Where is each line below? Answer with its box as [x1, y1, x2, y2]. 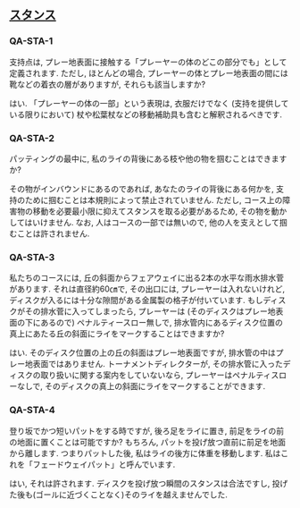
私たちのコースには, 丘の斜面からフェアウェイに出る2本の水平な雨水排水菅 [9, 273, 284, 284]
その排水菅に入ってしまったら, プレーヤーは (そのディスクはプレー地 [24, 306, 276, 317]
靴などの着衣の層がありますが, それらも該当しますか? [9, 79, 206, 89]
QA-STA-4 [9, 404, 55, 417]
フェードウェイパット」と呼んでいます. [32, 459, 176, 470]
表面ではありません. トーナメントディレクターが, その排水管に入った [32, 359, 283, 369]
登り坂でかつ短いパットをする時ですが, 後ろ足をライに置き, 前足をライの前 [9, 425, 284, 436]
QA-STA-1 [9, 35, 54, 47]
